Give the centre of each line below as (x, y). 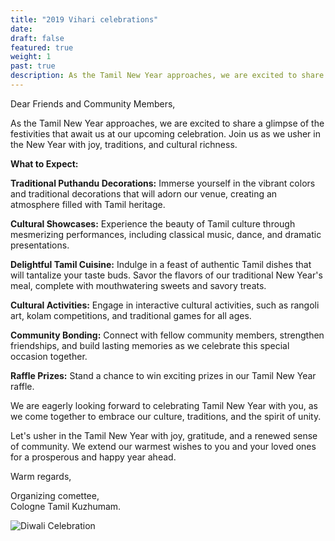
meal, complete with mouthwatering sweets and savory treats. (138, 285)
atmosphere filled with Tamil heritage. (88, 204)
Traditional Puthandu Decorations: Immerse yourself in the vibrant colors (163, 183)
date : (21, 29)
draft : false (37, 38)
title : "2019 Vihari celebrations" (84, 19)
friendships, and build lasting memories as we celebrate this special (150, 345)
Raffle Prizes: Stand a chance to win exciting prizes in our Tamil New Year (163, 375)
